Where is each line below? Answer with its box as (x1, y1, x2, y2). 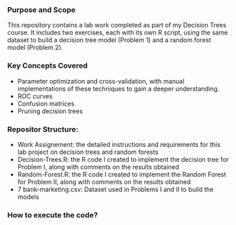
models (17, 192, 39, 201)
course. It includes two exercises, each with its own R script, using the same (7, 28, 228, 37)
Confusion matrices (17, 99, 75, 108)
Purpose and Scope (7, 5, 76, 15)
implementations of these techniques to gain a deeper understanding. (17, 84, 220, 93)
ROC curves (17, 91, 53, 100)
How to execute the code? (7, 210, 98, 219)
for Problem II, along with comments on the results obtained (17, 177, 191, 186)
